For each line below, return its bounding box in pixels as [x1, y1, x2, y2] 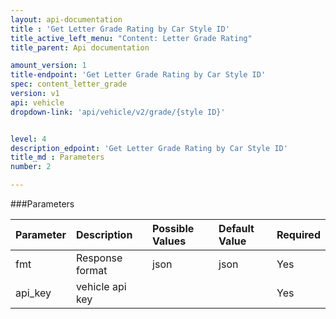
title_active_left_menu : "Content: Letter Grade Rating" [10, 33, 253, 43]
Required [276, 228, 321, 241]
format [75, 264, 108, 277]
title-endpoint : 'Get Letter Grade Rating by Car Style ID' [10, 70, 267, 80]
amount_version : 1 [10, 61, 87, 71]
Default [218, 222, 255, 235]
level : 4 [10, 134, 47, 144]
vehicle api [75, 280, 127, 293]
